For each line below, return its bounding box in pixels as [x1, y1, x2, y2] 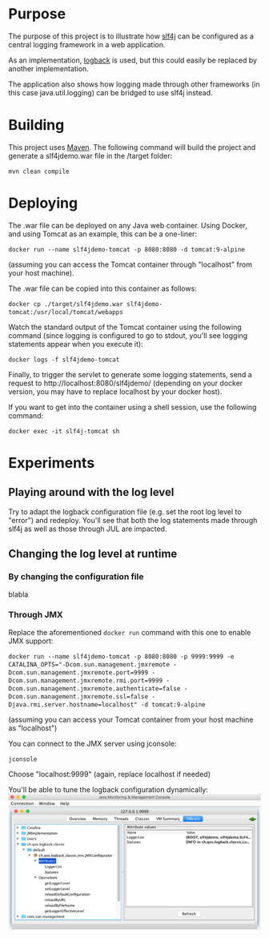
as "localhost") [8, 723, 58, 733]
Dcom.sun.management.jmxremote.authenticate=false [8, 684, 181, 693]
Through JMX [8, 610, 63, 621]
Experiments [8, 454, 95, 472]
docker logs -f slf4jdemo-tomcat [8, 356, 120, 364]
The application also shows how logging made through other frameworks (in [8, 79, 260, 89]
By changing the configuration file [8, 571, 144, 582]
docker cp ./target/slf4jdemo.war [8, 300, 124, 308]
